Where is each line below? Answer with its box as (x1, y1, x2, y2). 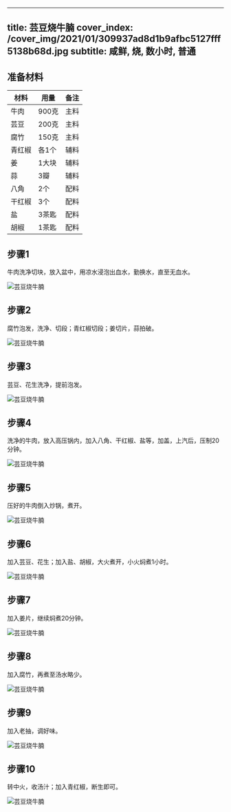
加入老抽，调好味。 (7, 727, 62, 735)
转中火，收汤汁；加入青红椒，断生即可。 (7, 782, 122, 791)
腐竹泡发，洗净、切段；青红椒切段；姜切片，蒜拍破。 (7, 324, 158, 332)
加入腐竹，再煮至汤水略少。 (7, 670, 86, 679)
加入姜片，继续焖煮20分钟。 (7, 614, 87, 622)
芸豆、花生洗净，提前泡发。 (7, 380, 86, 389)
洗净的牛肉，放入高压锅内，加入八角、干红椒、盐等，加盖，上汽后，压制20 (7, 436, 220, 445)
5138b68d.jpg (7, 45, 69, 57)
